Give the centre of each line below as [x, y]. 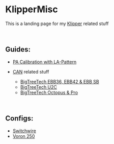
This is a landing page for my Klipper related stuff [57, 23]
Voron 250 [24, 136]
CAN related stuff [31, 71]
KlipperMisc [32, 9]
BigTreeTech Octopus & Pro [49, 92]
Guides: [18, 50]
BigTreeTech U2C [39, 87]
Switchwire [24, 131]
